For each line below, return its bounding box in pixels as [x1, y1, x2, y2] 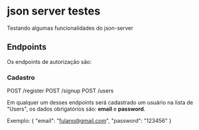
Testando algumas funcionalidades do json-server [7, 24, 134, 32]
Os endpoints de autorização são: [7, 58, 92, 65]
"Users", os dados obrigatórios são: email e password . [7, 105, 146, 113]
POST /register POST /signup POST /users [7, 87, 114, 95]
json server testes [7, 4, 101, 18]
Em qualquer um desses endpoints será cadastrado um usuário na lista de [7, 99, 194, 106]
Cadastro [7, 73, 35, 81]
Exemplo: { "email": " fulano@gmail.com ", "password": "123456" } [7, 117, 172, 125]
